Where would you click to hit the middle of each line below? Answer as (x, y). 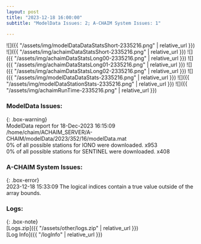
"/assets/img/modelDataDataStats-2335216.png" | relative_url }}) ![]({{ (102, 78)
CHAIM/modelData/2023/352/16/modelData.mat (67, 138)
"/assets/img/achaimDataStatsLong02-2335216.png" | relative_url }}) (100, 71)
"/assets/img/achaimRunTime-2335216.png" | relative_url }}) (82, 91)
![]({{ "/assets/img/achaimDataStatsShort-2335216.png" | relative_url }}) (96, 52)
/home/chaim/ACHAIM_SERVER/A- (49, 132)
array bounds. (24, 193)
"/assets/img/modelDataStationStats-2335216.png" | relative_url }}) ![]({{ (97, 84)
